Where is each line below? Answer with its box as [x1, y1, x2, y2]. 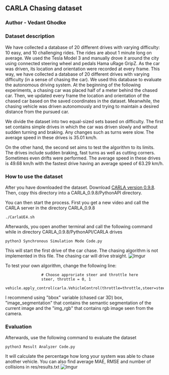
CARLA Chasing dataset [5, 4, 82, 13]
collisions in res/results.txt [5, 364, 59, 370]
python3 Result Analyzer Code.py [5, 344, 75, 350]
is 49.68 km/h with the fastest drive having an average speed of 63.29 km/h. [5, 160, 164, 166]
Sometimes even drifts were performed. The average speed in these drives [5, 155, 161, 161]
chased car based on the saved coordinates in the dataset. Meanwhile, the [5, 98, 160, 104]
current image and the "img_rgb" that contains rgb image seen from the [5, 305, 154, 311]
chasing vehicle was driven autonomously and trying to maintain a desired [5, 103, 159, 109]
